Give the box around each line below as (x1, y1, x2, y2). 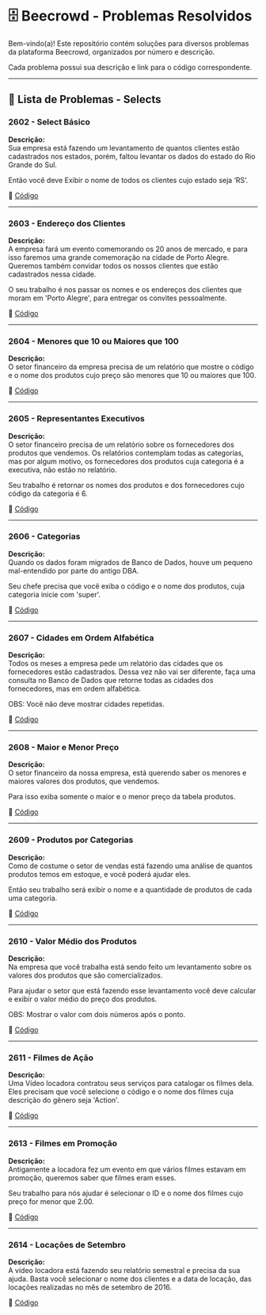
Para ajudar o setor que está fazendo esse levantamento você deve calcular (8, 986, 256, 995)
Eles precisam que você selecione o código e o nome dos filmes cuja (8, 1087, 234, 1096)
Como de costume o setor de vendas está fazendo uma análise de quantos (8, 861, 253, 871)
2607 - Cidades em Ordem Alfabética (8, 632, 154, 643)
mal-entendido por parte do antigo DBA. (8, 566, 139, 575)
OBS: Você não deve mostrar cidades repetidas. (8, 699, 165, 709)
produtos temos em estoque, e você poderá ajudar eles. (8, 869, 192, 879)
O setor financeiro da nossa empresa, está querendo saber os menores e (8, 768, 247, 778)
